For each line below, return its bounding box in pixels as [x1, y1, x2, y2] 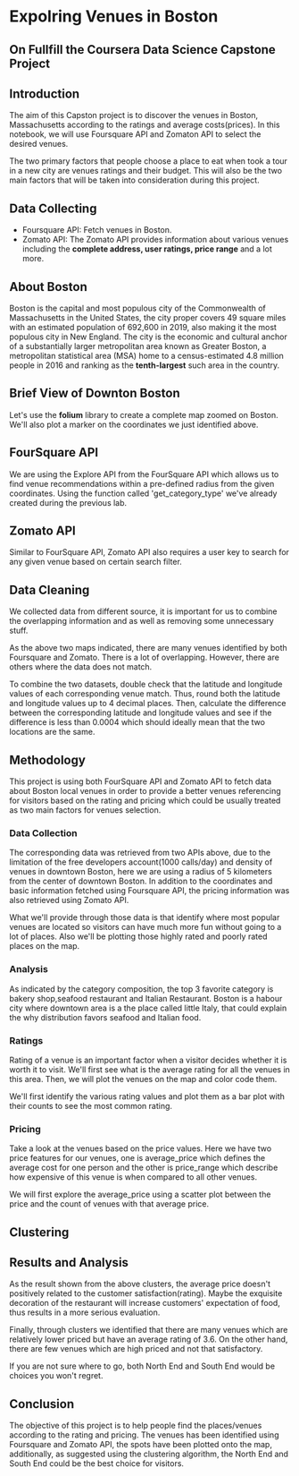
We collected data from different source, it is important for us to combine [9, 606, 278, 617]
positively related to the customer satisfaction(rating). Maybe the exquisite [9, 1288, 283, 1299]
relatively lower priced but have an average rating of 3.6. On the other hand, [9, 1334, 288, 1344]
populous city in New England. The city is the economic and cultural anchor [9, 331, 287, 342]
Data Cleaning [9, 582, 90, 597]
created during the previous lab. [9, 497, 128, 508]
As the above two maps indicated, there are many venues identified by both [9, 643, 287, 653]
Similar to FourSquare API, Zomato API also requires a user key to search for [9, 547, 290, 558]
